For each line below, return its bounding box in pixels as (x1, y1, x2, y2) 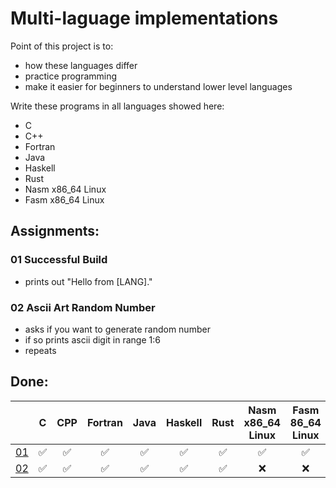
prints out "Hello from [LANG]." (24, 275, 153, 287)
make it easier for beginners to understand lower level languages (24, 80, 293, 92)
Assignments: (10, 223, 100, 240)
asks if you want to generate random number (24, 323, 211, 335)
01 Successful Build (10, 253, 108, 267)
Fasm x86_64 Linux (24, 193, 105, 206)
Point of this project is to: (10, 40, 114, 52)
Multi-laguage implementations (10, 7, 279, 30)
